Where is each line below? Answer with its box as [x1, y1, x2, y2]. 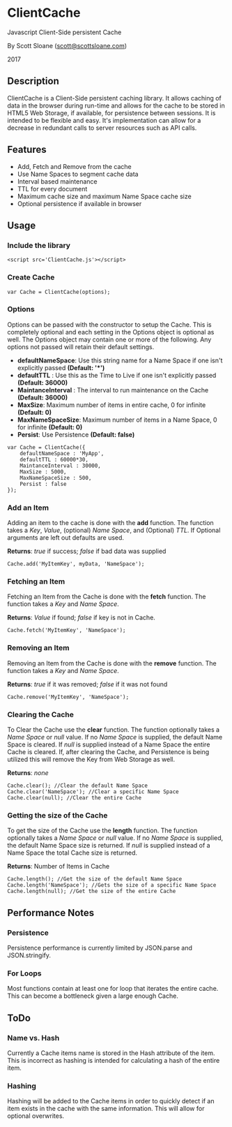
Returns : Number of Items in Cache [7, 862, 110, 871]
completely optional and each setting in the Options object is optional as [7, 327, 215, 336]
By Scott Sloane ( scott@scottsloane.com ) [7, 41, 127, 50]
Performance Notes [7, 906, 95, 919]
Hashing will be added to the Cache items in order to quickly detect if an [7, 1097, 215, 1105]
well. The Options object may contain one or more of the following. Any [7, 335, 212, 344]
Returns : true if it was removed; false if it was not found [7, 679, 168, 688]
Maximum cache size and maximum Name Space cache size [17, 192, 192, 200]
